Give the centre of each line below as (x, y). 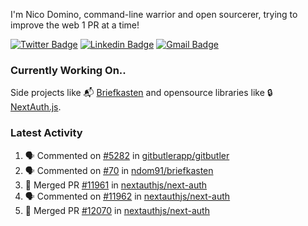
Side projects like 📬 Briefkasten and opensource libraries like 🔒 (141, 93)
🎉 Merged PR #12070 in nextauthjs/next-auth (117, 210)
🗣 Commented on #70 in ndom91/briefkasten (119, 170)
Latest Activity (46, 133)
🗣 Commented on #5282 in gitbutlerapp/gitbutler (127, 155)
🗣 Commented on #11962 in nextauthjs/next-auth (127, 196)
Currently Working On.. (68, 70)
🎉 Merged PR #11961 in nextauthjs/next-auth (116, 185)
